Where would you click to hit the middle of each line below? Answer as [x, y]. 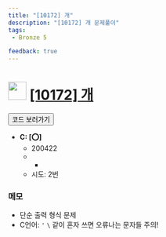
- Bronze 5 [29, 37]
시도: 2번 [45, 174]
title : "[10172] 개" [41, 15]
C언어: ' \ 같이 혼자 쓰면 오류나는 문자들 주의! [89, 225]
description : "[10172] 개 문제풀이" [64, 23]
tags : [17, 30]
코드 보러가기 [31, 120]
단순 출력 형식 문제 [48, 215]
